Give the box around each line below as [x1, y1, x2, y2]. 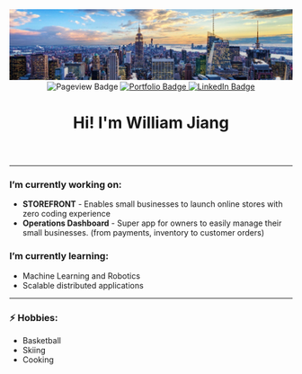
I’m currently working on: [9, 179, 122, 191]
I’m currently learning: [9, 250, 110, 263]
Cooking [22, 354, 54, 365]
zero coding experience [22, 209, 111, 219]
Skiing [22, 345, 47, 356]
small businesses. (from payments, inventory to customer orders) [22, 227, 265, 238]
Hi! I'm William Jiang [73, 112, 229, 133]
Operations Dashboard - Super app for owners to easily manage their [22, 218, 282, 228]
